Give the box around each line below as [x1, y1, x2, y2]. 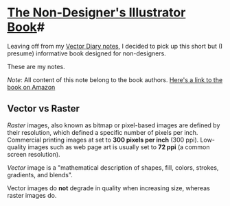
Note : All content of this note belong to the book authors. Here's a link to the [7, 75, 223, 83]
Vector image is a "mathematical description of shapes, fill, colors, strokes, [7, 163, 219, 172]
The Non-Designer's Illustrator [7, 5, 186, 21]
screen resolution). [7, 150, 60, 158]
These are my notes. [7, 62, 65, 70]
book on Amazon [7, 83, 56, 91]
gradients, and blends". [7, 170, 73, 179]
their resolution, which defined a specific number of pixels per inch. [7, 128, 198, 136]
